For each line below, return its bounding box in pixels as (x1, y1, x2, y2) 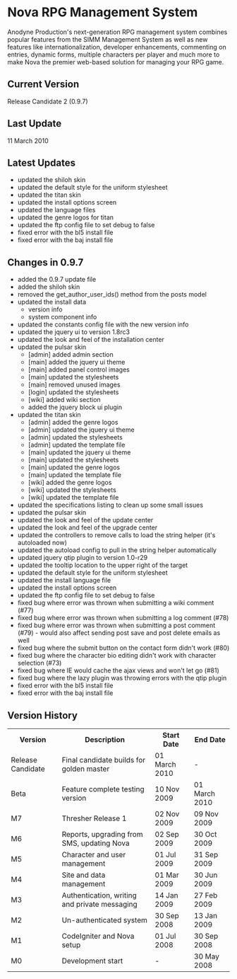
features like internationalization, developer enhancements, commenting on (7, 42, 227, 51)
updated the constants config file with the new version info (17, 320, 189, 329)
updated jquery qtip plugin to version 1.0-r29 (17, 554, 148, 562)
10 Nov (154, 784, 180, 794)
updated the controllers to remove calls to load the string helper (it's (17, 531, 216, 539)
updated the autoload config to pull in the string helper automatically (17, 546, 217, 554)
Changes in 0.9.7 (7, 256, 84, 268)
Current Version (7, 79, 80, 91)
